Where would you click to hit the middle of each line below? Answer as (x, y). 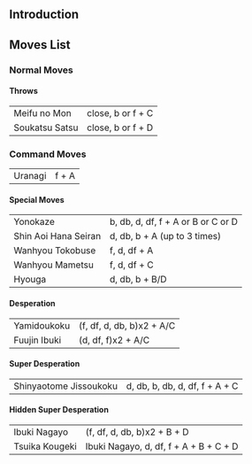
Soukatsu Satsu (46, 128)
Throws (23, 91)
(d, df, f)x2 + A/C (114, 340)
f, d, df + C (131, 265)
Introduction (44, 15)
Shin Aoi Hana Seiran (57, 236)
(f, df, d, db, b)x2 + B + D (137, 432)
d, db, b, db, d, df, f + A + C (182, 386)
